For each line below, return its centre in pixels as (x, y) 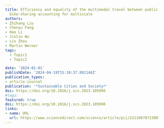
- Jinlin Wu (17, 37)
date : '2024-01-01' (25, 68)
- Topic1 (18, 55)
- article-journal (24, 82)
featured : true (20, 100)
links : (12, 109)
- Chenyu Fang (20, 28)
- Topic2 (18, 59)
